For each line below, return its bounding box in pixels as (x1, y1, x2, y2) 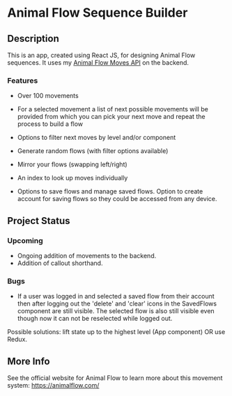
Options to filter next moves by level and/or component (17, 134, 176, 142)
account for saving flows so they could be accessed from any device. (17, 195, 217, 203)
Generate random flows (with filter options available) (17, 147, 169, 155)
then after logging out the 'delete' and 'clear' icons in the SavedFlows (17, 299, 217, 308)
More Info (7, 355, 50, 367)
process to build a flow (17, 120, 84, 128)
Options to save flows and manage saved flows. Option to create (17, 187, 203, 196)
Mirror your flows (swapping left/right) (17, 160, 127, 168)
